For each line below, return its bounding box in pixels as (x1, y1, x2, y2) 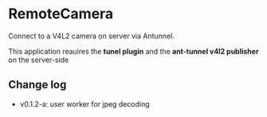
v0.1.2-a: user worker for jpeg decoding (19, 99, 150, 108)
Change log (8, 78, 67, 92)
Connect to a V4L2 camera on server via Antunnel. (8, 31, 175, 41)
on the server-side (8, 55, 69, 64)
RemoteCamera (8, 5, 114, 23)
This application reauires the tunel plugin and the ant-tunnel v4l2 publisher (8, 46, 259, 56)
